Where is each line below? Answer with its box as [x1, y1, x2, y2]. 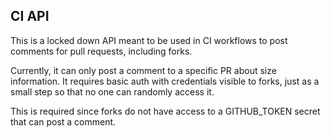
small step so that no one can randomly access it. [10, 85, 215, 98]
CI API [10, 8, 50, 25]
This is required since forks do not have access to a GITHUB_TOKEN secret [10, 105, 321, 117]
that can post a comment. [10, 115, 117, 128]
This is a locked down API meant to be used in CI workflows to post [10, 34, 288, 46]
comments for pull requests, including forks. [10, 45, 193, 57]
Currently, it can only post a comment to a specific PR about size [10, 64, 277, 76]
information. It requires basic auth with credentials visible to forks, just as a [10, 75, 320, 87]
